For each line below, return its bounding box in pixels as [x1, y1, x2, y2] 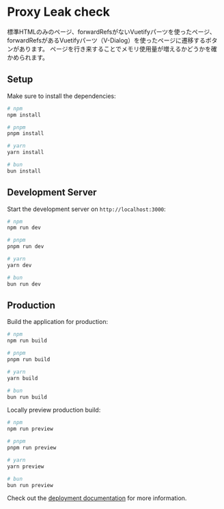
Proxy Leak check [7, 4, 111, 20]
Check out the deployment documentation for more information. [7, 494, 187, 502]
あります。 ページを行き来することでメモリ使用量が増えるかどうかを [18, 45, 212, 53]
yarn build [7, 375, 38, 382]
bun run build [7, 393, 48, 401]
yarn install [7, 149, 44, 156]
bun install [7, 167, 41, 175]
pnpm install [7, 130, 44, 137]
